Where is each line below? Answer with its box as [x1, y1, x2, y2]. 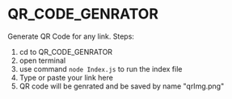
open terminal [19, 56, 66, 65]
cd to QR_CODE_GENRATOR [19, 47, 113, 56]
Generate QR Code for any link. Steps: [7, 31, 135, 41]
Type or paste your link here [19, 72, 114, 82]
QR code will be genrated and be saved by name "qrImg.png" [19, 81, 225, 91]
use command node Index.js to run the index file [19, 64, 183, 73]
